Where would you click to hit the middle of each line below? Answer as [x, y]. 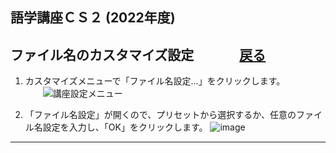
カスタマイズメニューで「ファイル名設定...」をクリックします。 [155, 81]
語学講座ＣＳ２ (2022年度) [93, 18]
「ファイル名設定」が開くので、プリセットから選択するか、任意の [160, 115]
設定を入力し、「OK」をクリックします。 [125, 127]
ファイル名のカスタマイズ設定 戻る [138, 54]
